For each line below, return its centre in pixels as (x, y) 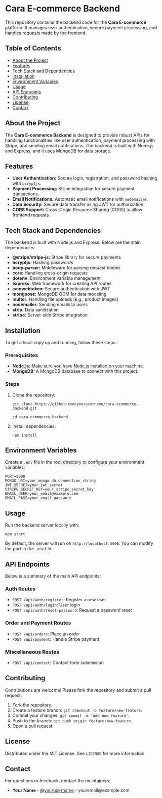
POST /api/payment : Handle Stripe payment (56, 639)
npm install (24, 435)
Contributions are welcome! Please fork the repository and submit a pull (78, 690)
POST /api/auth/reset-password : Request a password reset (72, 610)
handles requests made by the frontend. (46, 33)
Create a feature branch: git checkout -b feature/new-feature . (77, 710)
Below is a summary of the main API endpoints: (53, 576)
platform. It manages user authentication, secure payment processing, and (81, 27)
